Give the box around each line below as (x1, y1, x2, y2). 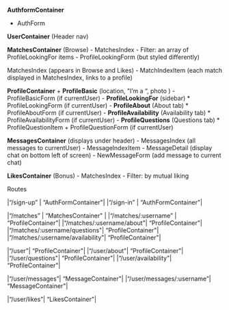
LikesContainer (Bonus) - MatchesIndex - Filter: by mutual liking (7, 171, 189, 180)
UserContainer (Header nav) (7, 32, 89, 40)
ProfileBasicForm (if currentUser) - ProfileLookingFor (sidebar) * (7, 94, 190, 102)
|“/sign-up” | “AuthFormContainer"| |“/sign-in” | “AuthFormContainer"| (7, 198, 203, 206)
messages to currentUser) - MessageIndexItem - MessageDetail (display (7, 144, 213, 152)
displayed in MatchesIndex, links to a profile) (7, 73, 133, 82)
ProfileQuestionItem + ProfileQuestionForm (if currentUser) (7, 123, 174, 131)
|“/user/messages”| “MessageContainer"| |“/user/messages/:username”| (7, 274, 211, 283)
